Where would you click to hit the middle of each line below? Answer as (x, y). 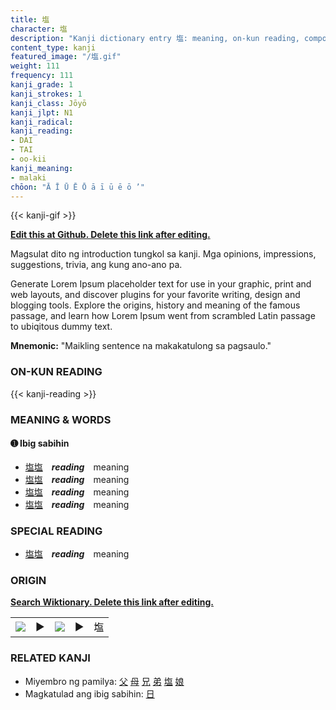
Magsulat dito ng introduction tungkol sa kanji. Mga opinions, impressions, (163, 254)
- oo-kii (28, 159)
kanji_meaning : (42, 168)
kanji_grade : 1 (42, 85)
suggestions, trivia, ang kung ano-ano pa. (96, 265)
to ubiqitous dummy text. (61, 327)
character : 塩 (39, 29)
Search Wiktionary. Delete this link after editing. (112, 602)
